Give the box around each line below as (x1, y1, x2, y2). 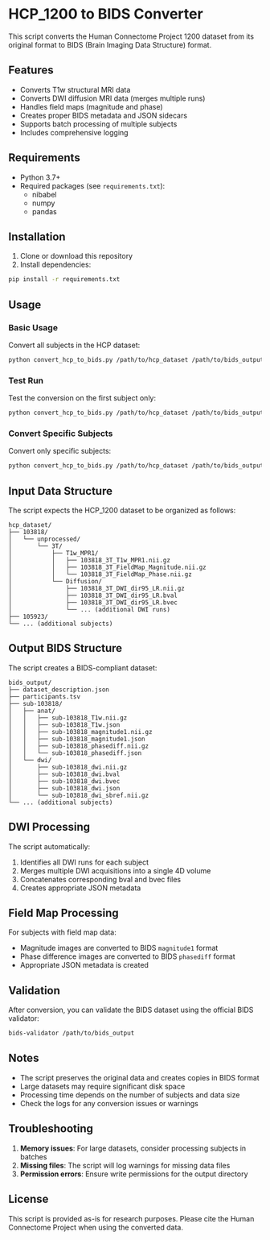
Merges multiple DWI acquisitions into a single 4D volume (19, 865, 211, 875)
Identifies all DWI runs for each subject (19, 857, 149, 867)
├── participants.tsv (8, 692, 81, 701)
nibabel (31, 189, 57, 199)
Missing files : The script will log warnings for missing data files (19, 1160, 231, 1170)
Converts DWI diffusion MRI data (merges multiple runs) (19, 93, 206, 103)
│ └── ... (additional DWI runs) (8, 605, 171, 613)
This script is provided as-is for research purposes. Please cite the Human (8, 1213, 255, 1223)
